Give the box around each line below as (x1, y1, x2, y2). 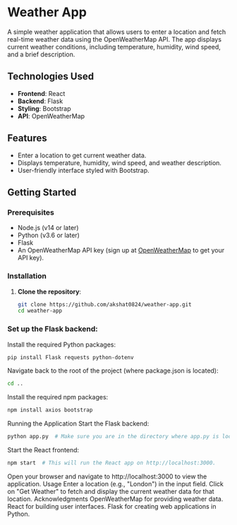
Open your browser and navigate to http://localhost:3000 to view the (7, 472, 207, 481)
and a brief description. (7, 50, 75, 59)
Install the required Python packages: (7, 340, 116, 349)
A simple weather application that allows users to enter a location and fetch (7, 28, 226, 36)
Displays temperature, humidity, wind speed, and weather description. (17, 158, 222, 167)
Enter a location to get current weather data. (17, 151, 147, 159)
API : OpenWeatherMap (17, 111, 85, 120)
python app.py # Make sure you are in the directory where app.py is (7, 433, 219, 440)
